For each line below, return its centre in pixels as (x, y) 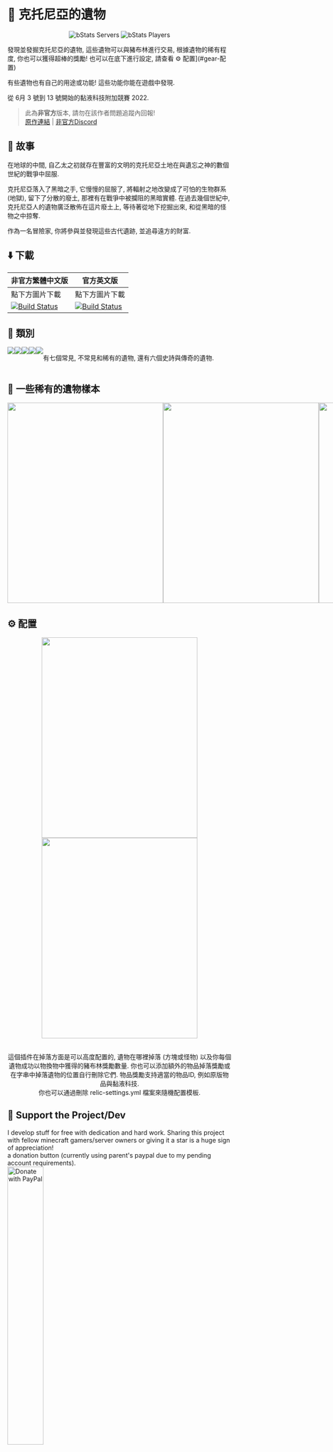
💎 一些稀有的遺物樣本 (54, 389)
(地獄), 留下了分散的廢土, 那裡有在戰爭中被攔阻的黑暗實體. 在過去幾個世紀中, (119, 197)
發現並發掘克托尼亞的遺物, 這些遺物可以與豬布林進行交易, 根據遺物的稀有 (114, 49)
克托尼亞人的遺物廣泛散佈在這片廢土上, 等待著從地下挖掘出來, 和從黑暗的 (114, 207)
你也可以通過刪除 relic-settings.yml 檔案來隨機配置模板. (120, 1092)
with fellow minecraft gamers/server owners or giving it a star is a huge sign (119, 1140)
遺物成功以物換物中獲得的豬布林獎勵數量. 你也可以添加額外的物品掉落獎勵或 (120, 1066)
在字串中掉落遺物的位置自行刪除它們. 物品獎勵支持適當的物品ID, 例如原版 (116, 1075)
